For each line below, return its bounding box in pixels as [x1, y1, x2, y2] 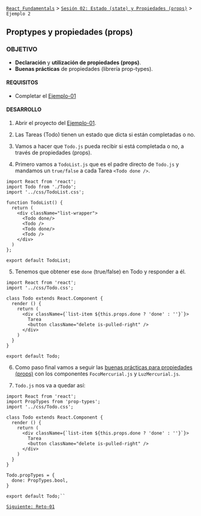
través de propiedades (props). [14, 149, 92, 156]
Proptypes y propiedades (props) [6, 27, 133, 37]
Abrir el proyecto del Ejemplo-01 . [14, 120, 97, 127]
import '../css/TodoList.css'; [6, 189, 85, 195]
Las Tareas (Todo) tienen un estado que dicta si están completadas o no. [14, 131, 196, 138]
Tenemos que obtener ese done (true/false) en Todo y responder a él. [14, 268, 186, 275]
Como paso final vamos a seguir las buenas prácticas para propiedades [14, 364, 193, 371]
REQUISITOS [6, 79, 38, 86]
